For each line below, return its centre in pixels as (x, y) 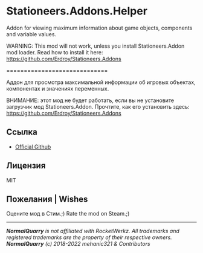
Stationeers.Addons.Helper (77, 11)
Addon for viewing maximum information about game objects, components (99, 28)
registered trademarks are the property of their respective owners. (89, 237)
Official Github (33, 147)
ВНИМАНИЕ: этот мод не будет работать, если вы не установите (90, 100)
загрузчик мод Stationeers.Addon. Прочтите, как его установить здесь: (98, 106)
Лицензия (26, 166)
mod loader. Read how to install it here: (55, 52)
